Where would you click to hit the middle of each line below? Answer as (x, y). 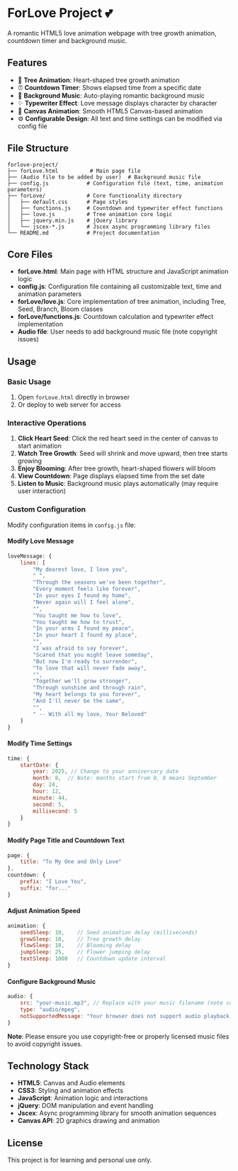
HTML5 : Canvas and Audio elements (71, 1083)
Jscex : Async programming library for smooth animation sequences (117, 1113)
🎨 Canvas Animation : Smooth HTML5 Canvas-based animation (110, 111)
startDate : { (39, 765)
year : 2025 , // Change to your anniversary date (106, 771)
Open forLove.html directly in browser (73, 397)
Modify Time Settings (40, 743)
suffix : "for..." (46, 888)
